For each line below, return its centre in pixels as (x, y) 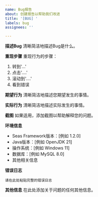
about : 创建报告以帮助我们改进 (33, 14)
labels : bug (17, 23)
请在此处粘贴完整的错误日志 (29, 181)
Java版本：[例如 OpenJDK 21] (42, 142)
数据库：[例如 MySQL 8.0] (38, 154)
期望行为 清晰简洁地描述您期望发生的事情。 (48, 95)
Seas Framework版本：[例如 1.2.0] (46, 136)
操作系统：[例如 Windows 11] (41, 148)
